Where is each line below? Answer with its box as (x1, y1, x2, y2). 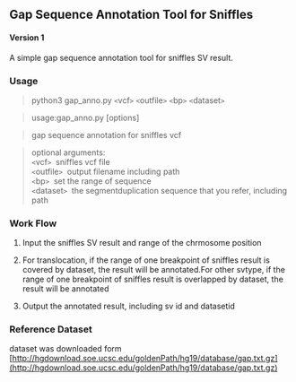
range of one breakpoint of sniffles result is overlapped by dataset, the (22, 273, 284, 285)
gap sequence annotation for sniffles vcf (30, 129, 182, 140)
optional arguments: (30, 147, 106, 158)
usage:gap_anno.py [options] (30, 112, 140, 123)
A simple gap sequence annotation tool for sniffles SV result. (9, 52, 233, 63)
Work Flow (9, 217, 57, 230)
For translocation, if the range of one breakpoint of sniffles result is (22, 255, 271, 265)
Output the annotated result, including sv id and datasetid (22, 300, 235, 312)
